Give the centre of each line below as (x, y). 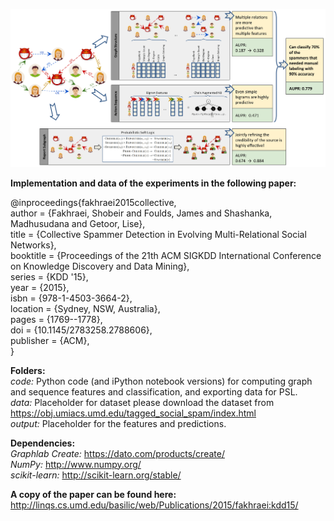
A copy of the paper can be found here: (93, 494)
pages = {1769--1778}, (56, 319)
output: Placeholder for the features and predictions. (118, 423)
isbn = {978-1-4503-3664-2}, (71, 298)
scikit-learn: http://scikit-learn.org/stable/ (96, 475)
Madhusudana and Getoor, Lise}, (78, 223)
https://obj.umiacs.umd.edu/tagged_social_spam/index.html (133, 413)
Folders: (28, 370)
